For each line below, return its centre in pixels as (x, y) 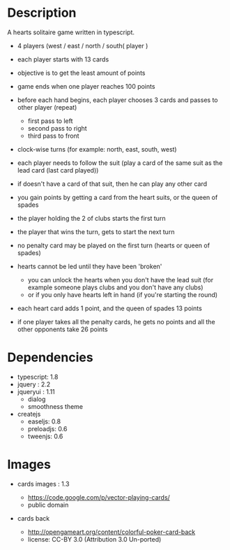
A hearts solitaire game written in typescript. (71, 32)
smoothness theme (55, 406)
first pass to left (50, 121)
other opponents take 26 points (62, 329)
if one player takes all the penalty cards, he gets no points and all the (116, 321)
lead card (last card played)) (58, 170)
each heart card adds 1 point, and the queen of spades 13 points (109, 308)
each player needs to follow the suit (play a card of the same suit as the (120, 163)
